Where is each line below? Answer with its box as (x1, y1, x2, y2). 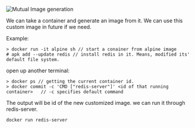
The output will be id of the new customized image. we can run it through (6, 100, 185, 106)
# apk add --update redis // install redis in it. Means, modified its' (6, 52, 190, 57)
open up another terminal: (6, 67, 70, 74)
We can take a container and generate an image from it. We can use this (6, 17, 183, 24)
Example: (6, 35, 29, 41)
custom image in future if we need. (6, 24, 92, 30)
